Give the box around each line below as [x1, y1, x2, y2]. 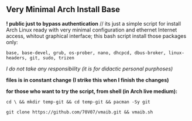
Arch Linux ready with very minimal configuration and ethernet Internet [6, 26, 177, 33]
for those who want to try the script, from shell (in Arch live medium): [6, 87, 178, 95]
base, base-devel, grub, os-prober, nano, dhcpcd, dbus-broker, [6, 49, 166, 56]
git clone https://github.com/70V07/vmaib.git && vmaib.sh [6, 109, 153, 115]
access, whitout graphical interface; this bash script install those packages [6, 32, 187, 40]
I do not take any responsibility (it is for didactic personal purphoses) [6, 65, 173, 72]
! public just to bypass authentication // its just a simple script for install [6, 20, 181, 27]
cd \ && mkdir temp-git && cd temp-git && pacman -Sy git [6, 99, 150, 105]
